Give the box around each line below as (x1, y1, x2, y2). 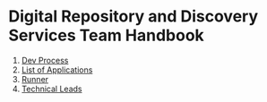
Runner (21, 73, 49, 84)
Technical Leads (21, 83, 82, 94)
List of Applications (21, 64, 93, 75)
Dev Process (21, 55, 69, 65)
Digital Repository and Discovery (8, 6, 259, 27)
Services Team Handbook (8, 25, 205, 46)
